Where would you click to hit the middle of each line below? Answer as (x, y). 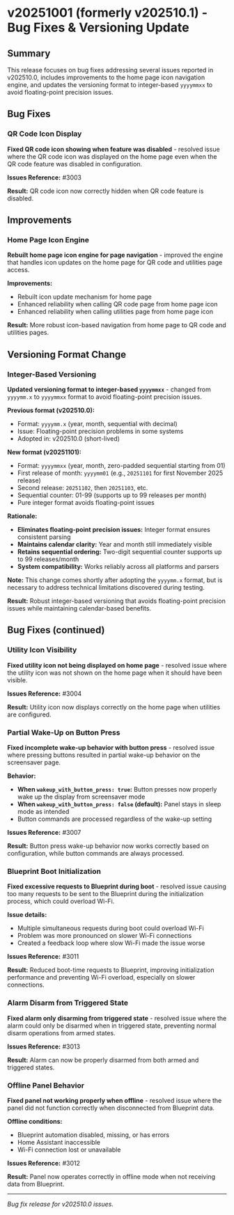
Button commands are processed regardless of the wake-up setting (115, 819)
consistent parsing (44, 537)
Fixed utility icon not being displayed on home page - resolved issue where (117, 665)
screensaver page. (34, 762)
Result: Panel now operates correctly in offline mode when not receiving (111, 1176)
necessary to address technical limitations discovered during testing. (106, 588)
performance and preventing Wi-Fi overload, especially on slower (101, 978)
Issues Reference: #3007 (44, 833)
